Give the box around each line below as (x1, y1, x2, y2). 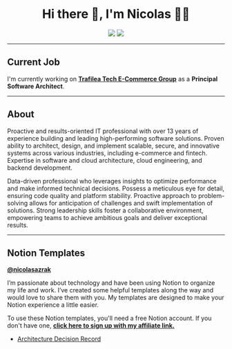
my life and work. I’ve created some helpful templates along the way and (7, 286, 214, 295)
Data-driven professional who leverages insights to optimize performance (7, 177, 217, 185)
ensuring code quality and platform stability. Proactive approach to (7, 191, 197, 199)
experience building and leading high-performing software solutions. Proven (7, 134, 224, 142)
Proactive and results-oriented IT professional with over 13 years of (7, 127, 199, 135)
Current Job (7, 57, 60, 68)
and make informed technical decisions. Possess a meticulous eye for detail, (7, 184, 225, 192)
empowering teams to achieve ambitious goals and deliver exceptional (7, 213, 207, 221)
